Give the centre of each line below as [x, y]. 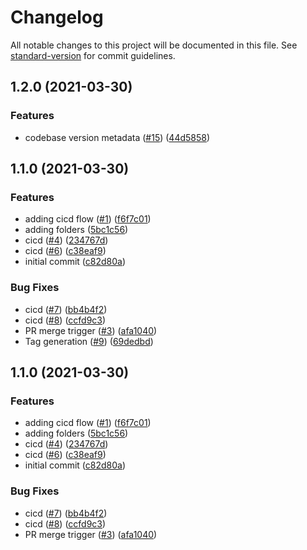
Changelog [57, 17]
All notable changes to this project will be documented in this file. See [154, 45]
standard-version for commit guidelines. [93, 55]
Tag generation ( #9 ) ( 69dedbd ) [89, 341]
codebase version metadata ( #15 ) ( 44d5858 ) [117, 137]
